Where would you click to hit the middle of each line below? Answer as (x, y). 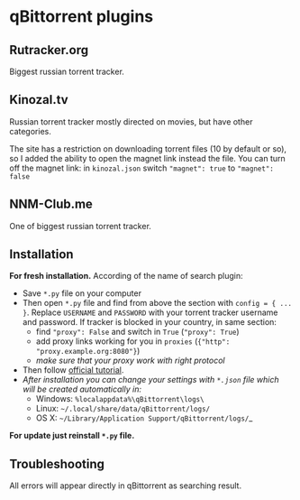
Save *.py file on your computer (82, 293)
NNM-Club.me (51, 204)
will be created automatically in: (82, 389)
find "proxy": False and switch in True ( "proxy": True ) (138, 332)
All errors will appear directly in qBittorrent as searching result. (125, 486)
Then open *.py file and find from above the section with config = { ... (157, 303)
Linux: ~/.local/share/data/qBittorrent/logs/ (123, 409)
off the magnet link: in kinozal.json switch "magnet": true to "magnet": (142, 168)
